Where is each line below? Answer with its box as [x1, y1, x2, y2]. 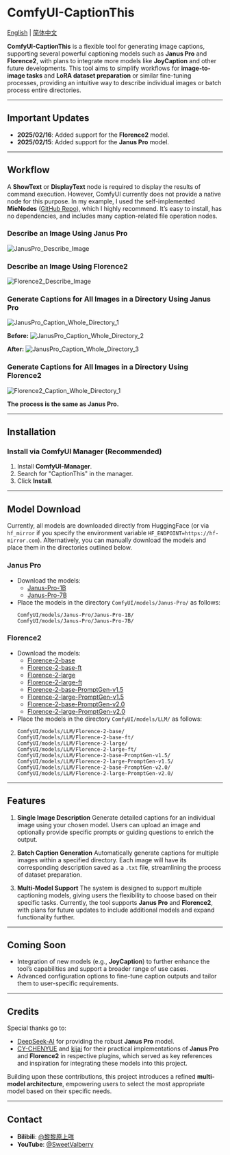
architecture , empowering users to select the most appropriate [26, 1080, 205, 1088]
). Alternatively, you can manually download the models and [37, 536, 207, 544]
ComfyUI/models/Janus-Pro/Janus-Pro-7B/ [16, 617, 134, 625]
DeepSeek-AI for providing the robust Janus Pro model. [16, 1038, 175, 1046]
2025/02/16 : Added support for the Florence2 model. [16, 131, 170, 139]
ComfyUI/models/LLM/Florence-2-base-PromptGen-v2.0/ [16, 764, 171, 771]
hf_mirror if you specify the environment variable [7, 529, 147, 537]
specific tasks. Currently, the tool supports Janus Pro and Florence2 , [16, 898, 214, 906]
